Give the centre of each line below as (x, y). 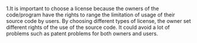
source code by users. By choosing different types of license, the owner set (98, 21)
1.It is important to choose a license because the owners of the (83, 9)
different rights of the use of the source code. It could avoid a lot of (88, 27)
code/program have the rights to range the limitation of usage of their (91, 15)
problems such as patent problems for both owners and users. (82, 34)
